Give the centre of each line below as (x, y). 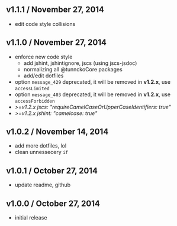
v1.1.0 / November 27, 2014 (56, 43)
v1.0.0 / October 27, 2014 (53, 203)
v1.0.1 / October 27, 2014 (52, 171)
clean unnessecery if (41, 152)
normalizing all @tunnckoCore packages (73, 69)
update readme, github (43, 185)
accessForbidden (35, 101)
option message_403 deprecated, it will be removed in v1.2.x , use (92, 94)
